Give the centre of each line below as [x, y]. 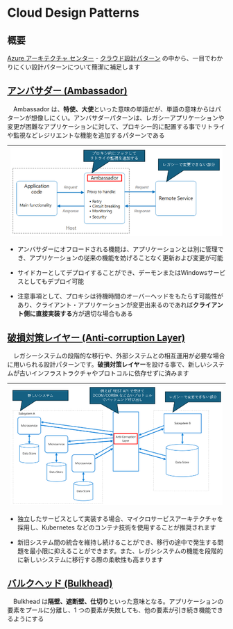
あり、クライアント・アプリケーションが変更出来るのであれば [105, 305]
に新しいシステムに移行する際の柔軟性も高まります [90, 559]
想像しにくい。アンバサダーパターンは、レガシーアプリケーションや [128, 118]
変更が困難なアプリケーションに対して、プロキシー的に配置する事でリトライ [116, 126]
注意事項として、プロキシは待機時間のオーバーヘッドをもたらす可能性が [120, 296]
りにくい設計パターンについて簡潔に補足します [74, 67]
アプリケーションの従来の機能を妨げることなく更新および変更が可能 [126, 258]
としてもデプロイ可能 [54, 281]
